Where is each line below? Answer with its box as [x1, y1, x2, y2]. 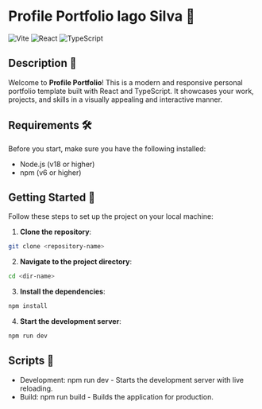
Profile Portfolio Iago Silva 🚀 [8, 7, 196, 25]
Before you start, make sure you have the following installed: [8, 143, 206, 154]
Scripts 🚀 [8, 354, 54, 368]
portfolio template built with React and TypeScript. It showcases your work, [8, 86, 254, 95]
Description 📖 [8, 56, 77, 70]
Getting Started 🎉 [8, 190, 96, 204]
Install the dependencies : [19, 286, 106, 297]
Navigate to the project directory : [19, 257, 133, 267]
